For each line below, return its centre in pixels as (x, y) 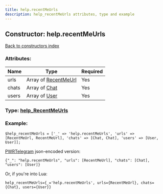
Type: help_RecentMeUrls (37, 110)
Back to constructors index (32, 46)
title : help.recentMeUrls (31, 10)
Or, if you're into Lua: (26, 174)
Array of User (42, 95)
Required (92, 71)
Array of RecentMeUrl (51, 80)
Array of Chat (42, 87)
